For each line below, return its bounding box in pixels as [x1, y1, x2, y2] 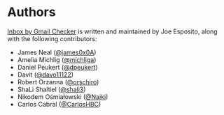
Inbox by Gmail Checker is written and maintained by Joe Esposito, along [7, 27, 218, 36]
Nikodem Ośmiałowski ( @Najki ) [17, 92, 108, 101]
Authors [7, 4, 56, 20]
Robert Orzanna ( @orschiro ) [17, 77, 99, 86]
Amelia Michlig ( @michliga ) [17, 55, 97, 63]
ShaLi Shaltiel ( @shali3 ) [17, 85, 86, 93]
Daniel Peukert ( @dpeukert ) [17, 63, 98, 71]
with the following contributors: [7, 34, 97, 43]
